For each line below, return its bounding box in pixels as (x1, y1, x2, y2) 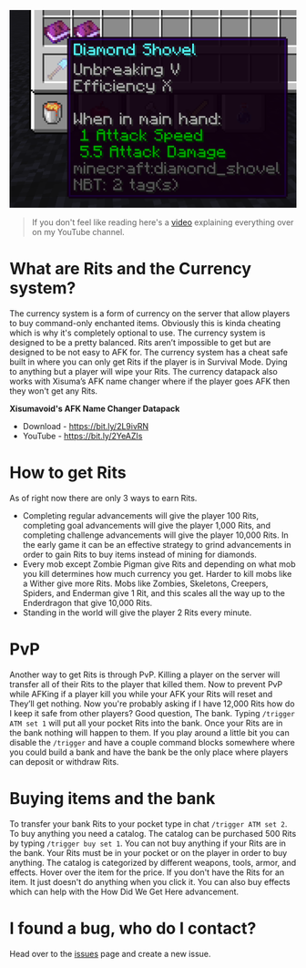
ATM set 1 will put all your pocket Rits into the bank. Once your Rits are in (9, 717, 283, 728)
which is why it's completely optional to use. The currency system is (9, 327, 266, 338)
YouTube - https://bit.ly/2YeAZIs (22, 430, 143, 441)
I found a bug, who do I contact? (9, 918, 257, 939)
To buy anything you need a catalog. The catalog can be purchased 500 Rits (9, 828, 297, 839)
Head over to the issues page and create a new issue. (9, 948, 211, 959)
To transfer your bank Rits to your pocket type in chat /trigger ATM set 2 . (9, 818, 288, 829)
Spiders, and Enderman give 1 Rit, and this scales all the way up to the (22, 587, 285, 598)
